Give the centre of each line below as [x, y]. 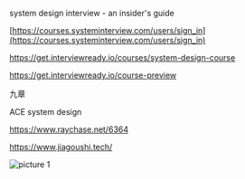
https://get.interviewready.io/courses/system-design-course [122, 57]
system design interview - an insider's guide [92, 13]
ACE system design [46, 112]
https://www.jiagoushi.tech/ [61, 147]
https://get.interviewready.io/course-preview [93, 75]
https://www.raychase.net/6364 [69, 129]
